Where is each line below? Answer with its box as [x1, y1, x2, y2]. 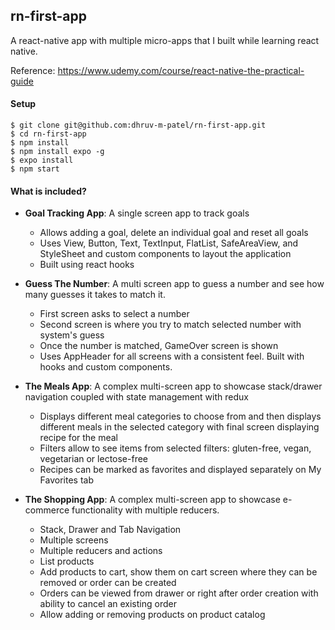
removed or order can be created [39, 577, 177, 589]
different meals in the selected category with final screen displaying [39, 421, 320, 433]
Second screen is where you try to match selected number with [39, 319, 302, 331]
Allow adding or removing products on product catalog [39, 609, 266, 621]
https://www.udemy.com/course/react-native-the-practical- [57, 64, 305, 76]
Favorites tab [39, 474, 94, 486]
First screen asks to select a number [39, 308, 190, 320]
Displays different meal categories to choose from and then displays [39, 410, 322, 423]
